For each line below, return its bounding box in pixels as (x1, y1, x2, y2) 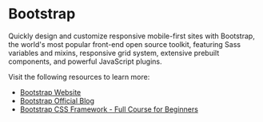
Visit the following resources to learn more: (8, 72, 150, 81)
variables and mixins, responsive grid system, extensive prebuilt (8, 48, 220, 57)
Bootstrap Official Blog (19, 96, 94, 105)
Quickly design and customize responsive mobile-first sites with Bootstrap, (8, 31, 256, 41)
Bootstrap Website (19, 87, 82, 96)
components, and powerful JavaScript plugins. (8, 57, 162, 66)
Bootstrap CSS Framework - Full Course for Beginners (19, 104, 198, 114)
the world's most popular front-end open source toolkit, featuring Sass (8, 39, 241, 49)
